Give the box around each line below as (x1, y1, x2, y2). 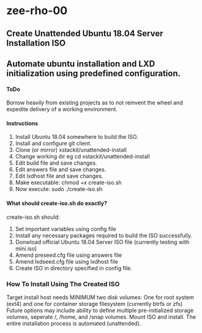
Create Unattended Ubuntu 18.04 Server (6, 28, 163, 39)
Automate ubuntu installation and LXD (6, 58, 155, 69)
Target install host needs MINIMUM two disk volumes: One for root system (6, 293, 194, 301)
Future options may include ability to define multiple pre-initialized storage (6, 307, 194, 314)
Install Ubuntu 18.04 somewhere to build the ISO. (15, 133, 139, 141)
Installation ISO (6, 37, 66, 48)
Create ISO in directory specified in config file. (15, 264, 133, 272)
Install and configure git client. (15, 139, 92, 147)
